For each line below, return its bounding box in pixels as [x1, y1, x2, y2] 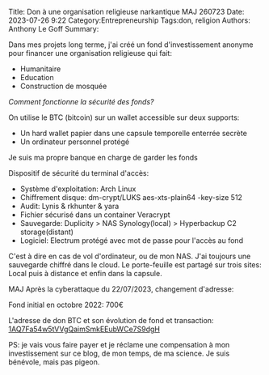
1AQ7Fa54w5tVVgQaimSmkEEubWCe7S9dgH [8, 324, 160, 334]
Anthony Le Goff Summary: [8, 24, 99, 33]
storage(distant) [19, 227, 74, 237]
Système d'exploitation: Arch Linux [19, 184, 137, 194]
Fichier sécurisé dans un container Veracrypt [19, 210, 171, 219]
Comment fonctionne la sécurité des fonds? [8, 97, 154, 106]
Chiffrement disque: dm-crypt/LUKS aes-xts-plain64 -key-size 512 [19, 193, 242, 202]
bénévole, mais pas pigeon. [8, 357, 100, 367]
